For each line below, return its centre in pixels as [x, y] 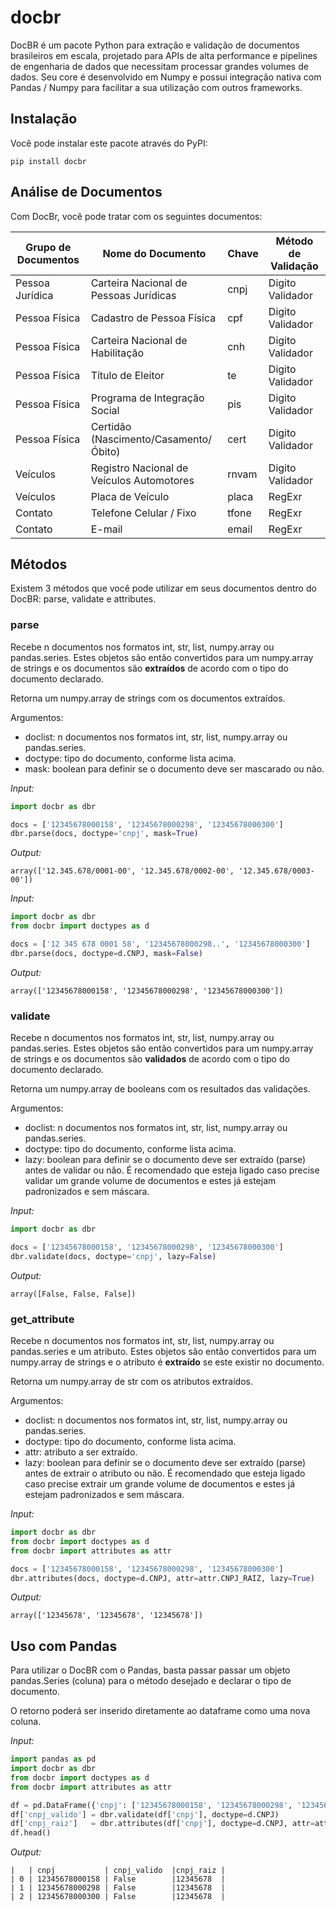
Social [105, 410]
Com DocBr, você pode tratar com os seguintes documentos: [136, 216]
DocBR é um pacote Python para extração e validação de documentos [155, 45]
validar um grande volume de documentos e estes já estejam [150, 1181]
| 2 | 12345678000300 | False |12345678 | [118, 1897]
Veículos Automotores [142, 480]
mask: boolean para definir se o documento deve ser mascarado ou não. [174, 768]
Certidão [111, 426]
